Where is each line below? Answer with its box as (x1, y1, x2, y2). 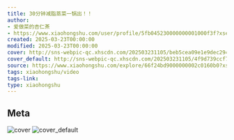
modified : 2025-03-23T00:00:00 (7, 42, 98, 49)
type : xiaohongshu (7, 81, 61, 88)
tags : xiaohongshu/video (7, 68, 79, 75)
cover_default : (7, 56, 52, 63)
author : (7, 17, 30, 24)
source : (7, 62, 30, 69)
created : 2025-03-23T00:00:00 (7, 36, 95, 43)
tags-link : (7, 75, 39, 82)
